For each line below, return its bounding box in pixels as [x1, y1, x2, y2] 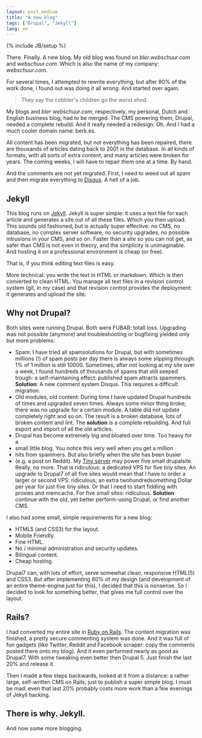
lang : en [6, 25, 28, 32]
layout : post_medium [6, 8, 58, 15]
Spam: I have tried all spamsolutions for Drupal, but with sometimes [14, 348, 183, 355]
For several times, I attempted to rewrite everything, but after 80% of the [6, 78, 187, 86]
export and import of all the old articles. [14, 425, 113, 433]
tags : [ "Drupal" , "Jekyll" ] [6, 20, 77, 26]
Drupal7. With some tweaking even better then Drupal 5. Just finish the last [6, 654, 192, 661]
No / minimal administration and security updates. [14, 545, 139, 552]
